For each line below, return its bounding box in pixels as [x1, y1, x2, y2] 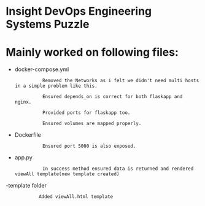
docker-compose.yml [14, 66, 69, 73]
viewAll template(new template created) [14, 171, 120, 177]
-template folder [6, 182, 47, 189]
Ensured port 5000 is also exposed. [42, 143, 136, 150]
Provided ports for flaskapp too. [42, 110, 131, 116]
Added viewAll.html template [38, 194, 114, 200]
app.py [14, 154, 33, 161]
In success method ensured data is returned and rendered [42, 166, 194, 172]
